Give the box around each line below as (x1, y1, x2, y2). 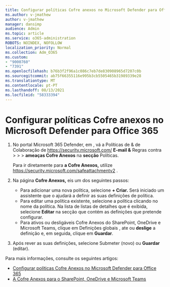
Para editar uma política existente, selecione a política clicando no (20, 198, 158, 204)
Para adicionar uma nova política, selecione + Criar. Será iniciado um (20, 187, 164, 193)
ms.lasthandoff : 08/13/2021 (5, 87, 65, 93)
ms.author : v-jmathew (5, 12, 51, 17)
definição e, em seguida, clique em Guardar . (20, 230, 114, 236)
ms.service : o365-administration (5, 36, 76, 41)
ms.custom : (5, 54, 28, 60)
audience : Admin (5, 26, 39, 31)
